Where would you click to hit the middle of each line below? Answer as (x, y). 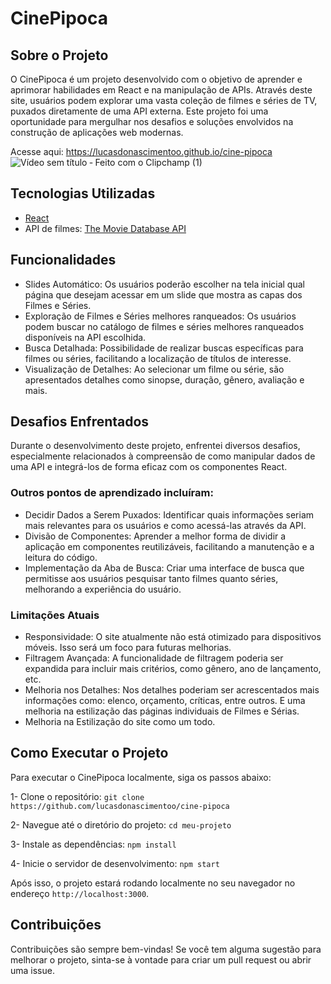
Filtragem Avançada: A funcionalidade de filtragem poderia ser (154, 658)
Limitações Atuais (55, 615)
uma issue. (32, 970)
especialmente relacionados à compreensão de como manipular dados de (163, 456)
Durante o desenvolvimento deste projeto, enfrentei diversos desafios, (155, 446)
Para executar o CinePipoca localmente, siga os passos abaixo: (141, 777)
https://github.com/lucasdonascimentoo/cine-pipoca (120, 806)
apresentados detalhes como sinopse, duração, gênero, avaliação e (164, 379)
